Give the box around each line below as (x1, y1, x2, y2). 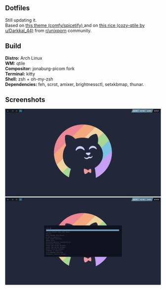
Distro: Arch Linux (5, 55, 42, 61)
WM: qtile (5, 60, 26, 66)
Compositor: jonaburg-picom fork (5, 65, 75, 71)
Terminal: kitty (5, 71, 36, 77)
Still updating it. (5, 17, 37, 23)
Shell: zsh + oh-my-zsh (5, 76, 53, 82)
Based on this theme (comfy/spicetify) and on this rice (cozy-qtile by (5, 22, 145, 28)
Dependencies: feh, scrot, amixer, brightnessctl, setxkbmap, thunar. (5, 81, 144, 87)
